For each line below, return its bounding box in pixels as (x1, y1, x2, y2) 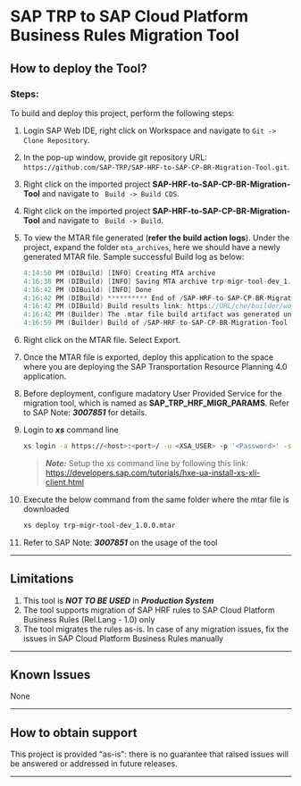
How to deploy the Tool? (10, 61, 148, 76)
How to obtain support (10, 725, 138, 740)
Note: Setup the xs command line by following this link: (45, 457, 249, 468)
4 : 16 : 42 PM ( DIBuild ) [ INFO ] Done (22, 285, 153, 294)
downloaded (22, 503, 70, 514)
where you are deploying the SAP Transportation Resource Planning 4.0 (22, 362, 288, 372)
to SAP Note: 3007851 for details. (22, 407, 147, 417)
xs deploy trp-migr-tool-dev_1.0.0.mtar (22, 521, 176, 530)
